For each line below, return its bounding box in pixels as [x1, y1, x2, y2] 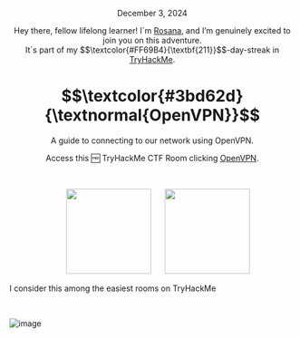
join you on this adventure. [102, 35, 202, 45]
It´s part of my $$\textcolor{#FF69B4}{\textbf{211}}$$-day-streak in [24, 44, 280, 55]
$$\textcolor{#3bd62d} [61, 86, 244, 107]
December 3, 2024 [117, 8, 188, 18]
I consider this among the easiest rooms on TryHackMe [9, 283, 217, 294]
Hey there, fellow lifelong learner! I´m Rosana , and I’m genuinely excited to [13, 25, 292, 35]
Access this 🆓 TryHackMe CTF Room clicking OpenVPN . [45, 152, 259, 163]
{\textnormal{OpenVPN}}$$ [44, 105, 261, 126]
